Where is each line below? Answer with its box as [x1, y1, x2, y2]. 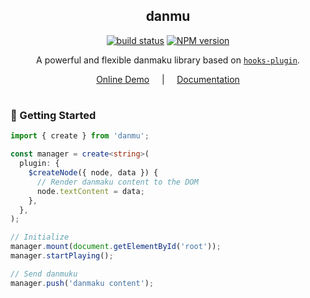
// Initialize [10, 232, 70, 243]
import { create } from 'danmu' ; [10, 131, 150, 141]
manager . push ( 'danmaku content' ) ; [10, 278, 155, 288]
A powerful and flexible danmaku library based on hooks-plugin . [36, 54, 300, 66]
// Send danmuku [10, 269, 78, 279]
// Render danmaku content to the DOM [36, 177, 199, 187]
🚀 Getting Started [10, 109, 97, 122]
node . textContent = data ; [36, 186, 145, 196]
